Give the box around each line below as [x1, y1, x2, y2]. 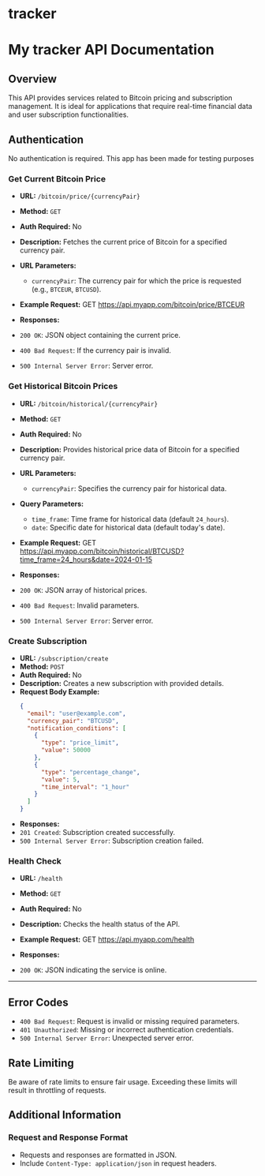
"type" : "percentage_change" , [40, 768, 140, 776]
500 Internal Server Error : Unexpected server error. [19, 1033, 195, 1043]
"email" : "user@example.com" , [27, 710, 126, 717]
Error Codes [8, 995, 69, 1009]
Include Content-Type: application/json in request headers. [19, 1158, 217, 1168]
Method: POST [19, 661, 65, 671]
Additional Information [8, 1108, 121, 1122]
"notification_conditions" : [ [27, 724, 126, 732]
